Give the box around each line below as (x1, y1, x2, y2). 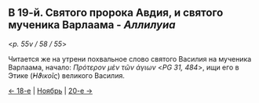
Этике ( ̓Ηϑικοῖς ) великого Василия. (8, 70, 126, 80)
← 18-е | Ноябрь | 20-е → (8, 86, 93, 95)
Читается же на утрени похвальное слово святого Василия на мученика (8, 54, 252, 63)
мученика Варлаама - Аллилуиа (8, 19, 176, 32)
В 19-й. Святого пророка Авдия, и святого (8, 6, 224, 20)
